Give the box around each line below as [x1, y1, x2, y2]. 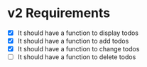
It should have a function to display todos [17, 29, 138, 37]
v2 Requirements [7, 5, 111, 21]
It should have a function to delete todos [17, 53, 136, 61]
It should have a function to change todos [17, 45, 140, 53]
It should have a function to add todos [17, 37, 129, 45]
